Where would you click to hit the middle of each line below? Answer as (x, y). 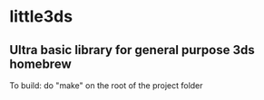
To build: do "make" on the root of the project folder (106, 86)
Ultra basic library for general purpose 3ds (132, 50)
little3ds (41, 17)
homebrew (40, 64)
